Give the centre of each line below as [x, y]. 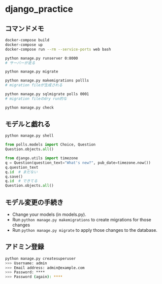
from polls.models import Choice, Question [50, 145]
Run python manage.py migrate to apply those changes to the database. [85, 230]
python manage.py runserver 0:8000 [42, 58]
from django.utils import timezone [42, 158]
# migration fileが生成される [34, 85]
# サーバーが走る [20, 63]
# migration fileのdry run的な [36, 99]
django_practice [39, 9]
